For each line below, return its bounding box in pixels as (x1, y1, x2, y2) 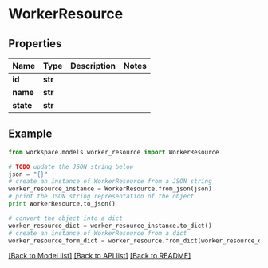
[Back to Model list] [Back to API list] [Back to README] (8, 251, 191, 261)
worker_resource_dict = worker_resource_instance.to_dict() (8, 222, 213, 230)
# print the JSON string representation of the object (8, 193, 195, 201)
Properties (8, 37, 62, 50)
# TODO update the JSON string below (8, 162, 134, 170)
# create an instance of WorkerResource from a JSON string (8, 178, 213, 186)
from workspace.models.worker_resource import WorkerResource (8, 148, 219, 156)
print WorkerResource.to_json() (8, 200, 116, 208)
